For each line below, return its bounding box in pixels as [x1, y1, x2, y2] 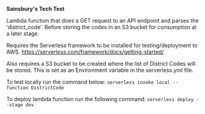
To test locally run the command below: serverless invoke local [6, 79, 170, 85]
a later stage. [6, 30, 40, 37]
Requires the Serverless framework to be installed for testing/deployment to [6, 42, 198, 49]
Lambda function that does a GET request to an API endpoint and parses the [6, 17, 199, 24]
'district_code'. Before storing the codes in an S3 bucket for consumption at [6, 24, 197, 30]
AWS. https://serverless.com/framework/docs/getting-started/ [6, 48, 164, 55]
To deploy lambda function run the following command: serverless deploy [6, 96, 194, 102]
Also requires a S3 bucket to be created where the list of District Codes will [6, 60, 196, 67]
